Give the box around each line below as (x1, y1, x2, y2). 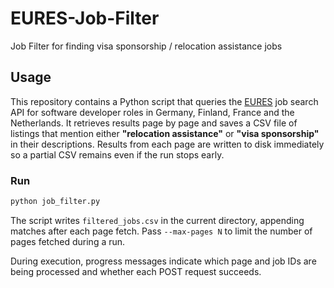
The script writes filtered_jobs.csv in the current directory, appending (10, 214, 305, 226)
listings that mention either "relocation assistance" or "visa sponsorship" (10, 127, 320, 139)
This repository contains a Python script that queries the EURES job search (10, 95, 319, 107)
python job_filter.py (10, 197, 101, 207)
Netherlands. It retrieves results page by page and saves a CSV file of (10, 117, 298, 129)
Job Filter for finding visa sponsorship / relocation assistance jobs (10, 40, 283, 52)
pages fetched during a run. (10, 235, 126, 247)
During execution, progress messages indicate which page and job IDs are (10, 255, 317, 267)
